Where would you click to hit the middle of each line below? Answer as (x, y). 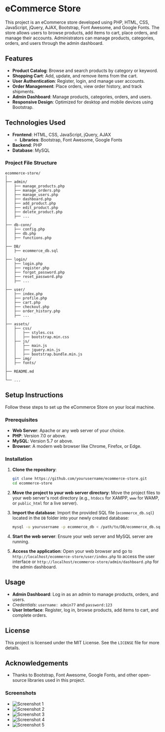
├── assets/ (17, 324)
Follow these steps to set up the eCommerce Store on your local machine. (80, 407)
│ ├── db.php (21, 233)
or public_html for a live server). (45, 503)
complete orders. (30, 615)
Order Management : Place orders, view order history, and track (77, 86)
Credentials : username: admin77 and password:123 (62, 604)
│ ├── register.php (27, 268)
